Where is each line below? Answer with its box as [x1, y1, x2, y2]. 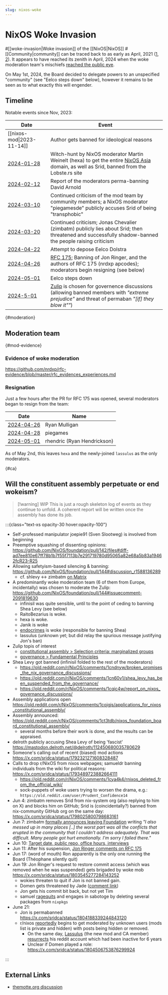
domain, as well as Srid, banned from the [50, 163, 146, 170]
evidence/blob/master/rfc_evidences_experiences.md [5, 371, 116, 377]
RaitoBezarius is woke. [19, 611, 66, 617]
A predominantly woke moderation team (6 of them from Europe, [12, 579, 146, 585]
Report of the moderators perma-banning [50, 177, 149, 184]
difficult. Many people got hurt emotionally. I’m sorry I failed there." [12, 835, 151, 841]
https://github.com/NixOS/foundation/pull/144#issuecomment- [12, 589, 142, 595]
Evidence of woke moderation [5, 355, 79, 362]
